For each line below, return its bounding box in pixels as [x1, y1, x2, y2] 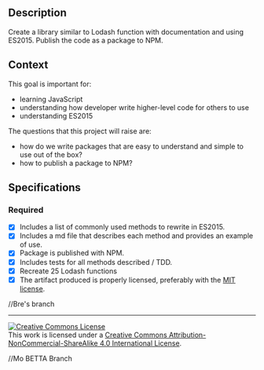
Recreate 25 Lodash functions [19, 266, 118, 276]
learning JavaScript [19, 94, 83, 104]
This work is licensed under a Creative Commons [8, 330, 167, 339]
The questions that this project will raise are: [8, 126, 152, 136]
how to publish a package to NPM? [19, 158, 133, 167]
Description [8, 6, 67, 20]
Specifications [8, 181, 81, 195]
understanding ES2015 [19, 111, 93, 120]
